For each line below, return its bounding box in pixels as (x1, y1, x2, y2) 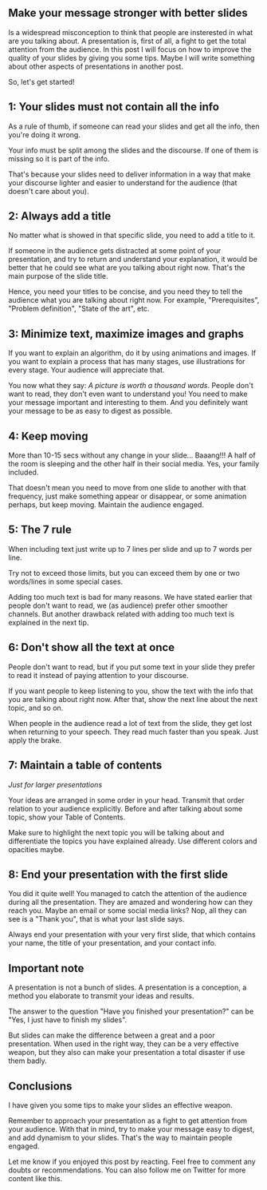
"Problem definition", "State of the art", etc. (8, 303, 150, 314)
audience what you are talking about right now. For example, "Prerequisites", (8, 296, 260, 305)
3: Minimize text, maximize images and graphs (8, 327, 245, 340)
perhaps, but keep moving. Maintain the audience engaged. (8, 500, 205, 510)
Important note (8, 962, 84, 975)
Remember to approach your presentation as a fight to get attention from (8, 1116, 247, 1125)
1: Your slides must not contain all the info (8, 100, 219, 114)
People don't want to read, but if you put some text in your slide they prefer (8, 662, 255, 672)
